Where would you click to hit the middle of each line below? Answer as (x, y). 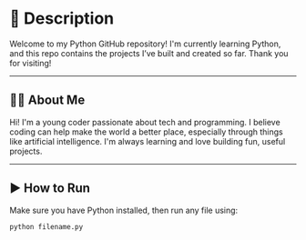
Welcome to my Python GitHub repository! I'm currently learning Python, (145, 44)
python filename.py (46, 226)
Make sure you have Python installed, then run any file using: (124, 210)
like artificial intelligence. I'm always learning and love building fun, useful (148, 141)
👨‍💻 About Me (47, 100)
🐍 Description (62, 19)
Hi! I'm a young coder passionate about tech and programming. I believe (145, 122)
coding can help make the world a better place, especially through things (147, 132)
